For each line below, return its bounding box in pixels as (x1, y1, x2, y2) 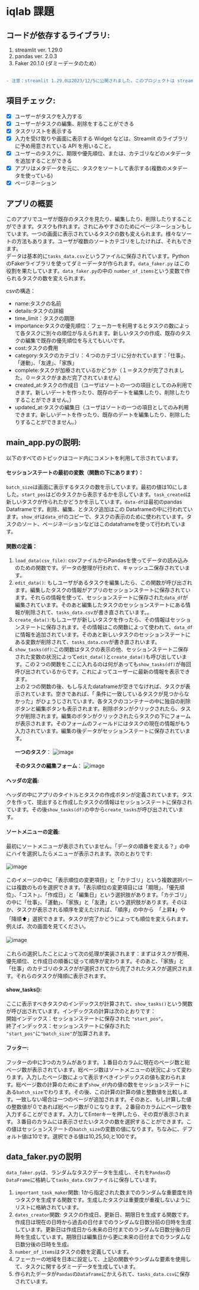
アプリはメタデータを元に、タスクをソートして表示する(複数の (14, 165, 168, 171)
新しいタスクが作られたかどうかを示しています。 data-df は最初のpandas (6, 498, 182, 505)
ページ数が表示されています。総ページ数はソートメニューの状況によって (6, 1066, 182, 1073)
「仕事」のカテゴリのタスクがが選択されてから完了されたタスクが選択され (6, 964, 188, 972)
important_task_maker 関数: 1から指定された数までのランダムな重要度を (14, 1189, 188, 1196)
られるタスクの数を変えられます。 (6, 275, 89, 282)
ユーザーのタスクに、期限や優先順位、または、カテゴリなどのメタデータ (14, 149, 191, 157)
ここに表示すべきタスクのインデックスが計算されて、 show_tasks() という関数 (6, 1000, 193, 1007)
